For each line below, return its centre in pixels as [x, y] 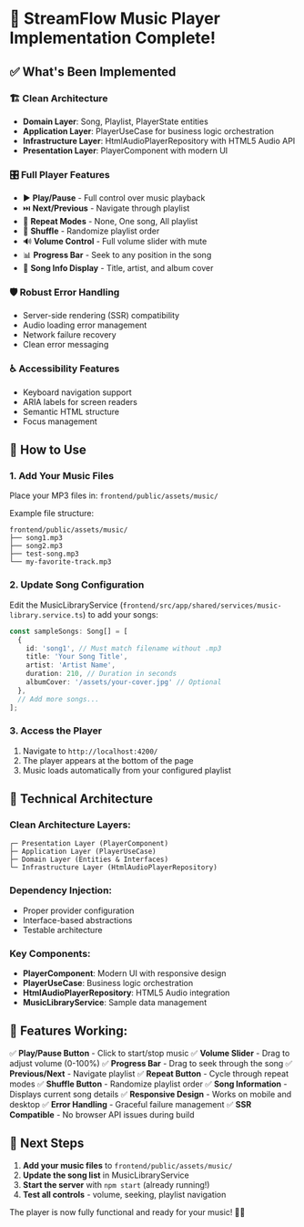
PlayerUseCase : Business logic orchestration [108, 983]
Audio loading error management [85, 325]
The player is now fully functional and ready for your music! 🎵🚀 [127, 1211]
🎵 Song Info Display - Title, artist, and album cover [118, 268]
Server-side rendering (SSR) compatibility [101, 316]
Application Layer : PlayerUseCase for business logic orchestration [148, 130]
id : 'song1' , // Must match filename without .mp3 [124, 648]
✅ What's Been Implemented [93, 72]
